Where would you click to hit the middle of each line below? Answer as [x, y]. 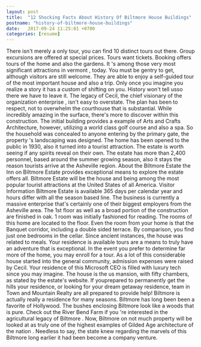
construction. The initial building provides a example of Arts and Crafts [94, 121]
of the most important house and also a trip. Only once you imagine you [95, 83]
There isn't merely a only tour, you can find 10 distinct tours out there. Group [100, 51]
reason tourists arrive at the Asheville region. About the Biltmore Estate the [98, 166]
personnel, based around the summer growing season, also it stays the [94, 159]
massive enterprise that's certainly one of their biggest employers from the [99, 204]
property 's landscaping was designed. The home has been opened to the [98, 140]
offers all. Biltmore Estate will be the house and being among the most [93, 179]
